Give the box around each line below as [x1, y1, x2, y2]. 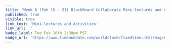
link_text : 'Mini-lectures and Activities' [5, 21, 99, 26]
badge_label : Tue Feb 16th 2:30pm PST [5, 30, 87, 35]
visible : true [5, 16, 35, 21]
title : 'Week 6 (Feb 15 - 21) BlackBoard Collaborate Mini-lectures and [5, 7, 162, 12]
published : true [5, 12, 39, 17]
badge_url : [5, 35, 28, 40]
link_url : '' [5, 26, 33, 31]
